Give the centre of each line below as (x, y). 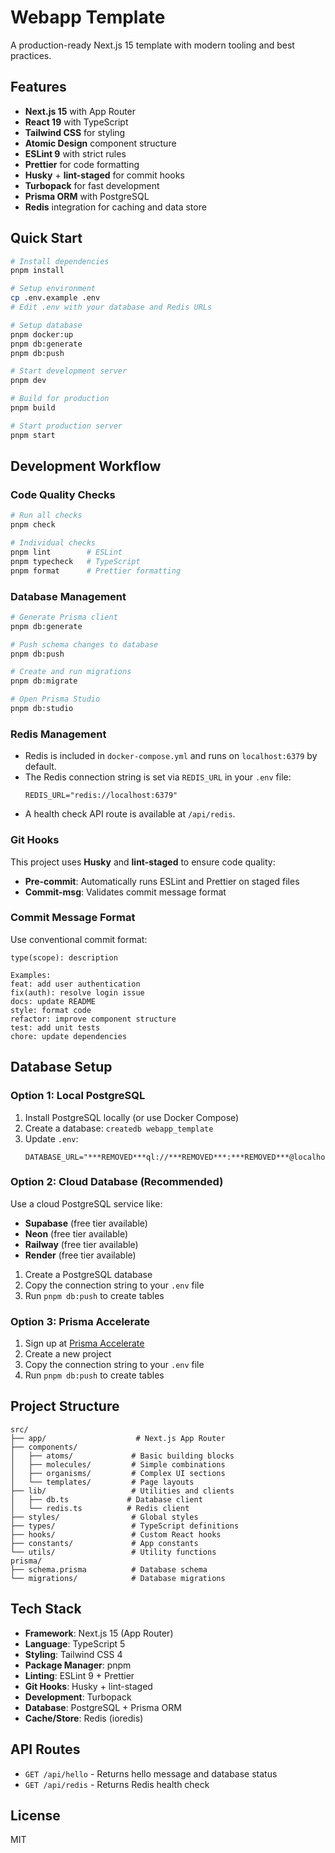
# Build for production (60, 399)
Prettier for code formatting (82, 164)
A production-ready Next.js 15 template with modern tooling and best (152, 45)
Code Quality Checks (63, 494)
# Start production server (66, 426)
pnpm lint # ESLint (66, 552)
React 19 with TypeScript (76, 122)
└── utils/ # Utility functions (113, 1552)
